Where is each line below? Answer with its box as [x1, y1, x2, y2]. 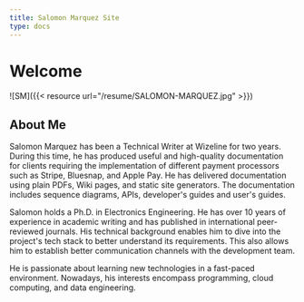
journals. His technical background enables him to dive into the [44, 226, 281, 237]
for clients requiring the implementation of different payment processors [9, 161, 279, 171]
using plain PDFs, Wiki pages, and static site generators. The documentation [9, 180, 295, 190]
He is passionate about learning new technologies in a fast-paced [9, 263, 256, 274]
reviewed [9, 226, 44, 237]
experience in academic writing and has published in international [9, 217, 256, 228]
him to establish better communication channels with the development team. [9, 246, 296, 257]
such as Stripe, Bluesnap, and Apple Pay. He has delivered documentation [9, 170, 287, 181]
